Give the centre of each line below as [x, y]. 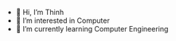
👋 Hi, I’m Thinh [40, 12]
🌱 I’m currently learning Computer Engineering [92, 29]
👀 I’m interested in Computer [63, 20]
